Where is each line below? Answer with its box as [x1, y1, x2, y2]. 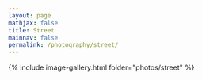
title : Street [8, 26, 55, 34]
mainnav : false [8, 33, 59, 42]
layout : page [8, 11, 51, 20]
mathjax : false [8, 19, 59, 27]
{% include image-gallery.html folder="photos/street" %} [8, 63, 195, 72]
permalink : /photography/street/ [8, 41, 119, 49]
